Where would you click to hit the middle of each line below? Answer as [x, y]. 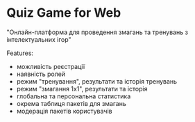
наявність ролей [41, 74]
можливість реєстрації [51, 66]
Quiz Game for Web [64, 13]
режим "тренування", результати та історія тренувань [97, 81]
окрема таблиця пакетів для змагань [71, 103]
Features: [20, 53]
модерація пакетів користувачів [64, 111]
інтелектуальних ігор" [39, 39]
